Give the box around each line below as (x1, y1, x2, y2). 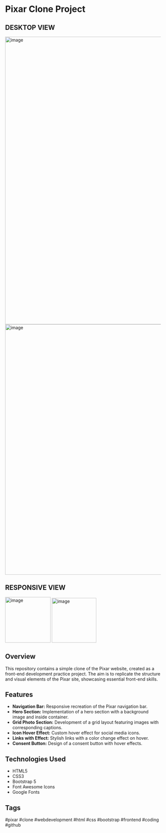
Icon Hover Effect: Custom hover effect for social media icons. (12, 730, 140, 736)
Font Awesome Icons (12, 784, 55, 790)
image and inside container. (12, 714, 69, 720)
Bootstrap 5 (12, 778, 37, 785)
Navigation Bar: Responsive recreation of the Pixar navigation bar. (12, 703, 148, 709)
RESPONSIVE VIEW (5, 583, 66, 592)
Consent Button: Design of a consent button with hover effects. (12, 741, 142, 747)
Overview (5, 652, 36, 661)
